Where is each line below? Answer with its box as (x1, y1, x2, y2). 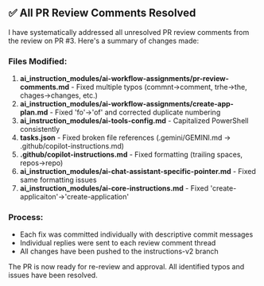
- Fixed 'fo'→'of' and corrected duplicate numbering (49, 107, 221, 118)
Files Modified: (8, 56, 68, 67)
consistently (19, 125, 60, 134)
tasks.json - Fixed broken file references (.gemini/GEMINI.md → (19, 133, 231, 142)
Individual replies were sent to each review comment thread (19, 238, 216, 248)
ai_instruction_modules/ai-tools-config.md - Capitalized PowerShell (19, 116, 249, 126)
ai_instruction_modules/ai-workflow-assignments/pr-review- (19, 74, 229, 83)
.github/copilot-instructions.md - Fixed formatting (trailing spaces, (19, 150, 243, 160)
